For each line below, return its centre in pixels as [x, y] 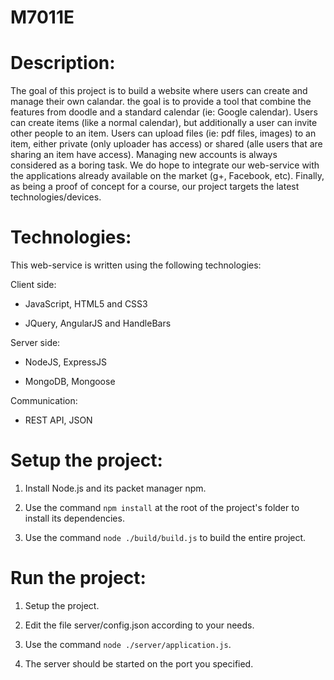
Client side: [33, 285]
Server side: [35, 343]
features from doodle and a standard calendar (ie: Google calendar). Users [164, 112]
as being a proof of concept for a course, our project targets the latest [155, 187]
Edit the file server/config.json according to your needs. [139, 625]
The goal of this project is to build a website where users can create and [159, 91]
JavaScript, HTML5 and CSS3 [86, 304]
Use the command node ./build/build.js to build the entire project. [165, 537]
